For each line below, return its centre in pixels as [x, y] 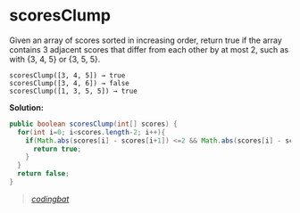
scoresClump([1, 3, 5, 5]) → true [74, 91]
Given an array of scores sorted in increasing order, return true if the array [146, 40]
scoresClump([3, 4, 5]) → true [67, 75]
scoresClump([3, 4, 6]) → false [69, 83]
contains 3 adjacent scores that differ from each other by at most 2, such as [149, 49]
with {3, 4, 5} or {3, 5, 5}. [55, 59]
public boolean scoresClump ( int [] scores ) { [93, 124]
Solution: [27, 107]
